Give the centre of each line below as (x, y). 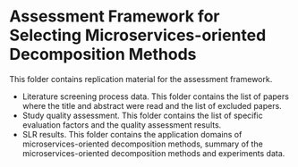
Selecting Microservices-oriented (138, 35)
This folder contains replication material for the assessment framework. (141, 79)
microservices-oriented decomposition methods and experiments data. (153, 153)
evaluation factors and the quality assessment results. (122, 125)
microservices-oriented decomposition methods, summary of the (143, 144)
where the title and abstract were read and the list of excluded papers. (152, 105)
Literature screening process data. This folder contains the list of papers (155, 96)
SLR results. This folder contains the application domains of (132, 134)
